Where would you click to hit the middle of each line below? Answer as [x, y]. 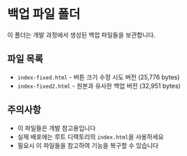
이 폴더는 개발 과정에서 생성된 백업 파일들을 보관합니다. [81, 35]
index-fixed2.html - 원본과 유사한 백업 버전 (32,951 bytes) [99, 86]
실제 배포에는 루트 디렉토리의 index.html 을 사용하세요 [90, 136]
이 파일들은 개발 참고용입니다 [56, 128]
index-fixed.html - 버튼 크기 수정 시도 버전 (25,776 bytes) [98, 77]
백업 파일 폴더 [44, 14]
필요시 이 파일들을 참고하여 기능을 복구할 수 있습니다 [88, 145]
